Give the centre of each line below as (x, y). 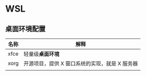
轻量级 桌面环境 (41, 54)
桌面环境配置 (25, 29)
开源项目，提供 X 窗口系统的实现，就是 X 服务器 (81, 64)
